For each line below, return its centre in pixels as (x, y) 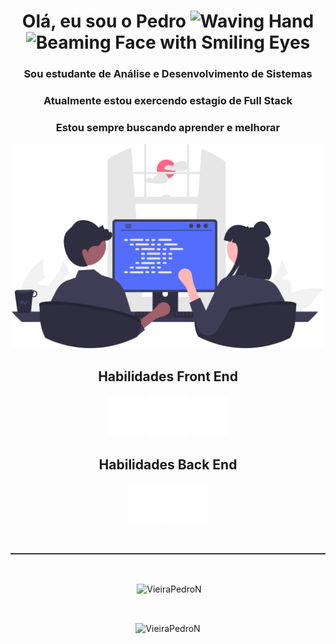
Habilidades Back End (168, 464)
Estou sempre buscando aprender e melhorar (168, 127)
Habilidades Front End (168, 376)
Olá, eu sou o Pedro (104, 21)
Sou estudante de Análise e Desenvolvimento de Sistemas (168, 74)
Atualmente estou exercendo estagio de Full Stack (168, 101)
